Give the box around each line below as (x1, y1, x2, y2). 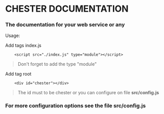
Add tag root (5, 71, 32, 77)
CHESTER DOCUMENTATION (5, 3, 129, 15)
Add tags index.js (5, 43, 42, 49)
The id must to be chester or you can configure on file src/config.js (17, 90, 159, 96)
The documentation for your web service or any (5, 21, 125, 28)
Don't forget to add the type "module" (17, 61, 97, 67)
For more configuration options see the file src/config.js (5, 102, 146, 109)
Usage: (5, 32, 20, 39)
